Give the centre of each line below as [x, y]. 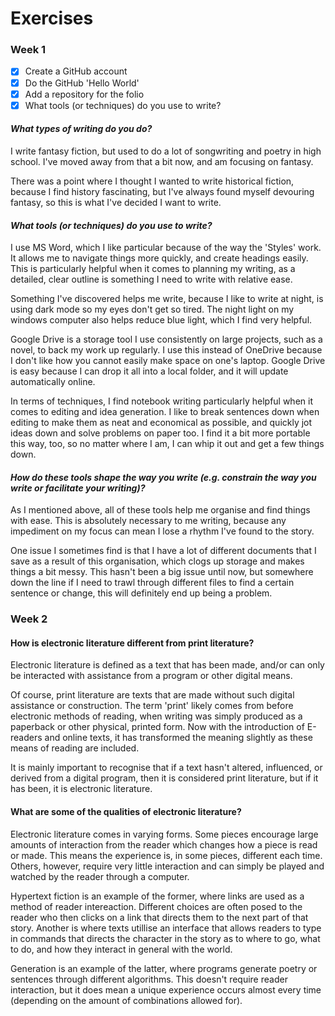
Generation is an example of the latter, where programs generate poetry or [164, 968]
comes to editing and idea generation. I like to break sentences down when [165, 412]
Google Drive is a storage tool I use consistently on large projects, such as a [166, 339]
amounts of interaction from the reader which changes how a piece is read [164, 844]
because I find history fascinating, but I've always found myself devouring [162, 191]
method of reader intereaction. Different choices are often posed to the [156, 906]
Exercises [52, 18]
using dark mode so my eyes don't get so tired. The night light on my [152, 309]
